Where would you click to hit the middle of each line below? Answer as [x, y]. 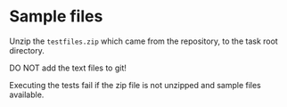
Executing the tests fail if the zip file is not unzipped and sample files [135, 85]
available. [27, 95]
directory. [27, 50]
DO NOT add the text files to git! [68, 68]
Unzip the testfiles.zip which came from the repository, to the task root [143, 41]
